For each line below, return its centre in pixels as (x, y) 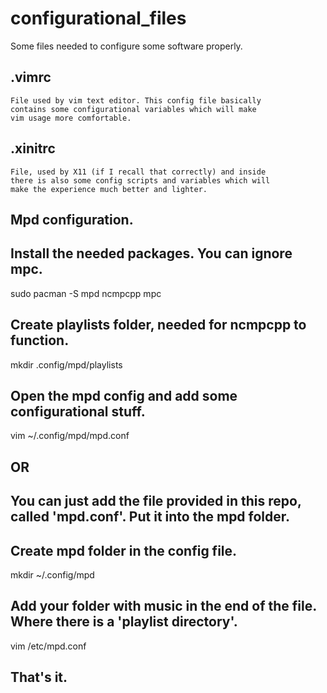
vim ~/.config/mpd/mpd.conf (70, 436)
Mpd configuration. (72, 219)
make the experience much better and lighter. (109, 189)
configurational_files (98, 18)
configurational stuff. (78, 411)
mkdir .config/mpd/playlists (66, 364)
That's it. (39, 677)
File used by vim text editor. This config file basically (136, 100)
